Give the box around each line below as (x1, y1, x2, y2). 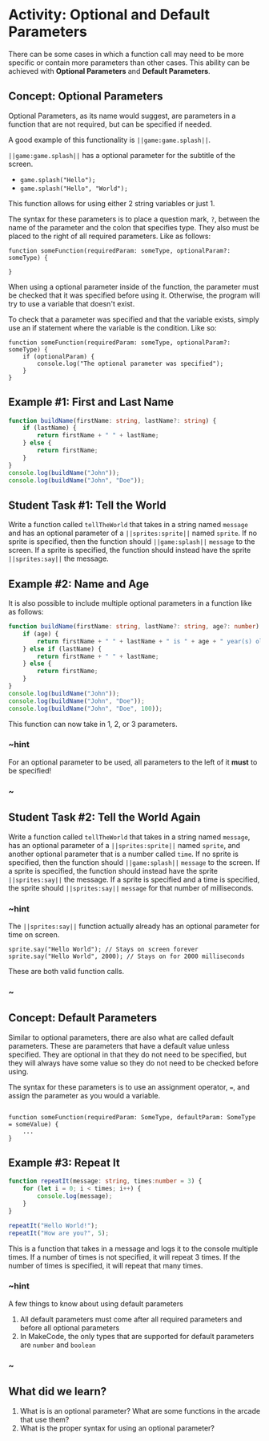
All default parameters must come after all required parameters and (19, 1314, 243, 1324)
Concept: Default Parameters (8, 1011, 158, 1025)
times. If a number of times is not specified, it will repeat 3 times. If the (8, 1252, 241, 1261)
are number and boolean (19, 1340, 96, 1350)
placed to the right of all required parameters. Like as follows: (8, 231, 211, 241)
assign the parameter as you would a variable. (8, 1090, 161, 1100)
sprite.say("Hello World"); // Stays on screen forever (8, 945, 199, 953)
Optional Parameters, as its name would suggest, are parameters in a (8, 111, 236, 120)
